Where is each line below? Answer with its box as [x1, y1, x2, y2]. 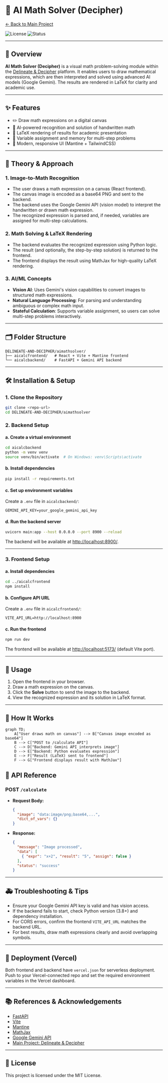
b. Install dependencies [5, 465, 55, 471]
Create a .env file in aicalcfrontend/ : [5, 606, 81, 612]
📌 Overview [5, 50, 42, 58]
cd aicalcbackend [5, 445, 41, 450]
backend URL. [12, 924, 42, 930]
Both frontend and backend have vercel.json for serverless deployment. [5, 967, 155, 973]
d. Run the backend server [5, 518, 61, 524]
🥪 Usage [5, 665, 31, 674]
